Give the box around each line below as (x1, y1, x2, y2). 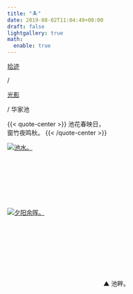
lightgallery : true (7, 29, 64, 37)
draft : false (7, 23, 45, 30)
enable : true (13, 42, 51, 49)
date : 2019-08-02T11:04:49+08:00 (7, 17, 104, 24)
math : (7, 36, 23, 43)
